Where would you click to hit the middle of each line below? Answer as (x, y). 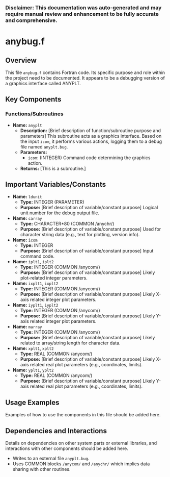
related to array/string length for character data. (70, 343)
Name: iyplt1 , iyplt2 (35, 305)
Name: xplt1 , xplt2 (33, 348)
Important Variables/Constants (55, 184)
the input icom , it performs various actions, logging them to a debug (91, 141)
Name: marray (27, 327)
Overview (21, 60)
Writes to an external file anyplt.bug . (51, 459)
